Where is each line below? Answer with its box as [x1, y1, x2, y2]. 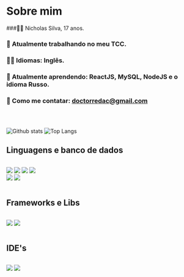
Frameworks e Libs [6, 198, 81, 208]
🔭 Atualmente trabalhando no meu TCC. [6, 40, 127, 48]
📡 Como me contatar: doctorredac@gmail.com [6, 96, 148, 105]
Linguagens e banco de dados [6, 145, 123, 156]
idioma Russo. [6, 80, 50, 88]
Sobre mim [6, 4, 62, 18]
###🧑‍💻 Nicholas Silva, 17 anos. [6, 24, 84, 32]
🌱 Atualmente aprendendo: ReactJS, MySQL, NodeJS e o [6, 72, 178, 81]
